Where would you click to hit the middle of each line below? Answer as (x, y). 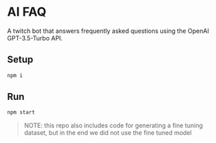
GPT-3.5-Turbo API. (35, 38)
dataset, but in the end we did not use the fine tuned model (108, 133)
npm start (21, 113)
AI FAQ (27, 12)
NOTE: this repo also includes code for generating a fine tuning (113, 126)
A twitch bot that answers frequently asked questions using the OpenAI (108, 31)
